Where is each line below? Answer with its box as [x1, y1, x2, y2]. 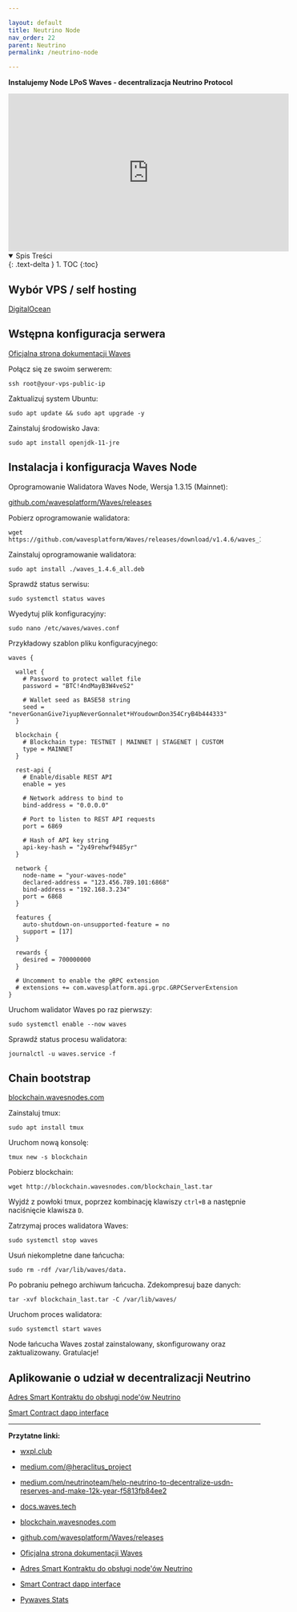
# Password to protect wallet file [22, 674, 142, 682]
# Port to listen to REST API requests [22, 815, 156, 823]
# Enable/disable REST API [22, 773, 113, 781]
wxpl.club [19, 1447, 53, 1456]
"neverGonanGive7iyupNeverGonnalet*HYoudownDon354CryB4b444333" [8, 710, 227, 718]
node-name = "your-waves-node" [22, 871, 127, 879]
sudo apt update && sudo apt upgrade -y [8, 409, 146, 417]
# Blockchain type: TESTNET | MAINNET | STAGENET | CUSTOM [22, 738, 224, 746]
